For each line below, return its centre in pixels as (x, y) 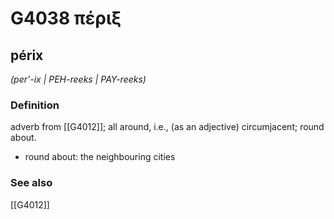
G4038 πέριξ (66, 18)
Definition (35, 105)
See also (31, 183)
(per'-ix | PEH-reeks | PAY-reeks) (78, 79)
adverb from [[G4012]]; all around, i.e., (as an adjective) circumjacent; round (167, 127)
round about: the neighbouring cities (100, 157)
